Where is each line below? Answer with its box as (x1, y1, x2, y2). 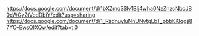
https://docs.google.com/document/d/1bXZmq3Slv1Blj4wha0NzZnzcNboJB (6, 5, 192, 12)
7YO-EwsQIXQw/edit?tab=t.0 (6, 24, 78, 31)
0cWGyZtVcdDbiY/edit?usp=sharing (6, 11, 96, 18)
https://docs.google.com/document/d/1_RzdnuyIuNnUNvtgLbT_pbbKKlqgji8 (6, 18, 193, 24)
